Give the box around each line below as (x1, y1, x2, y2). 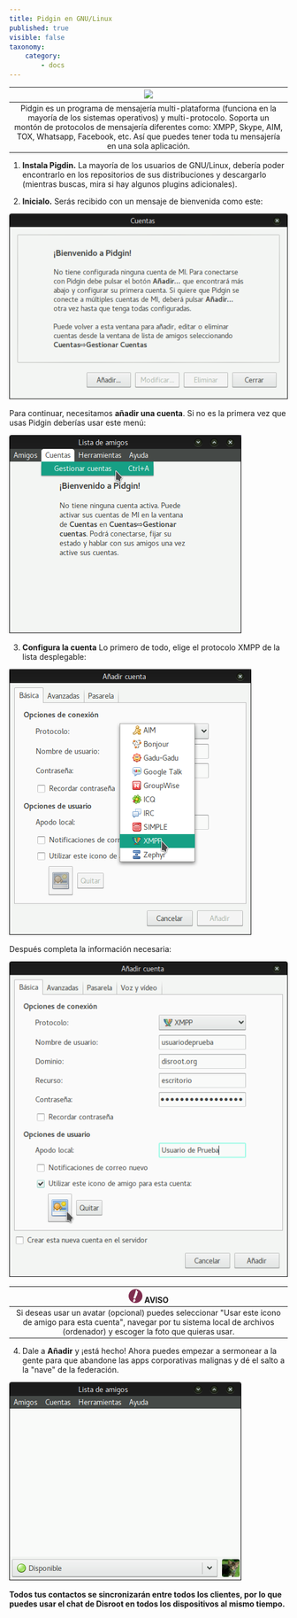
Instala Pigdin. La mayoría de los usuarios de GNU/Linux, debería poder (21, 160, 285, 171)
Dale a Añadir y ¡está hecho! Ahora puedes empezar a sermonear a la (21, 1346, 277, 1357)
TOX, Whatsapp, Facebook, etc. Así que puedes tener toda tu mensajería (16, 131, 281, 142)
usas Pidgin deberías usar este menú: (9, 417, 147, 429)
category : (25, 51, 62, 61)
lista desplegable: (21, 652, 87, 662)
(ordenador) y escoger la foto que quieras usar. (62, 1326, 235, 1336)
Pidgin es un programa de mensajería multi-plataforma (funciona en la (20, 103, 277, 113)
